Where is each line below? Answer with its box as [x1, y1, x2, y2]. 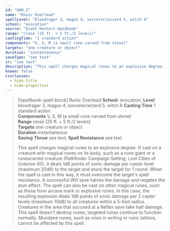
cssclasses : [5, 74, 30, 79]
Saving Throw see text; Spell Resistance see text [17, 135, 122, 141]
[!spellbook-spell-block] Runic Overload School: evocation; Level [17, 97, 155, 103]
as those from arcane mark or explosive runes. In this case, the [17, 187, 150, 193]
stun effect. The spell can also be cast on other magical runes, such [17, 182, 160, 188]
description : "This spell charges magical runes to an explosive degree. [5, 64, 165, 69]
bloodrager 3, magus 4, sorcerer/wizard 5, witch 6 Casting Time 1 [17, 102, 156, 108]
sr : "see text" [5, 59, 38, 64]
